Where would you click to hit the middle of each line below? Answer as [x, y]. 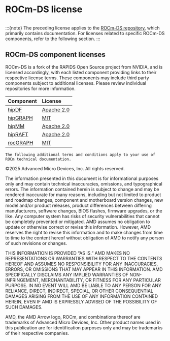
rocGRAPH [21, 142]
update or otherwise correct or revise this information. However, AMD [78, 227]
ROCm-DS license [44, 9]
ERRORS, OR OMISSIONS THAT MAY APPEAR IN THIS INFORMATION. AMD [84, 269]
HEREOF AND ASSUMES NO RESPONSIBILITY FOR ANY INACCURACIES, [82, 264]
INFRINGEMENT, [23, 280]
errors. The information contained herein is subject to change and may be [82, 189]
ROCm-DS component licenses [55, 55]
